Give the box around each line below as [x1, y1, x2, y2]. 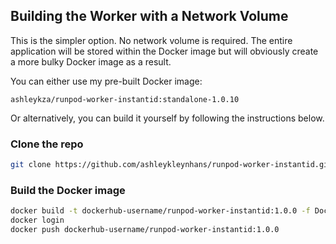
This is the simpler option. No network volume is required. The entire [10, 34, 293, 46]
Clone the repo [10, 137, 84, 151]
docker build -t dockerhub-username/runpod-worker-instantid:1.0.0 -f [10, 206, 311, 216]
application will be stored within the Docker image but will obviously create [10, 45, 319, 57]
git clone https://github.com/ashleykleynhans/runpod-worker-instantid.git [10, 160, 333, 170]
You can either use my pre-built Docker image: [10, 75, 203, 87]
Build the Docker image [10, 183, 126, 197]
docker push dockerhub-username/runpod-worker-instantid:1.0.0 [10, 225, 280, 235]
